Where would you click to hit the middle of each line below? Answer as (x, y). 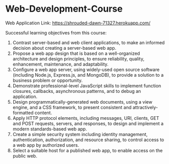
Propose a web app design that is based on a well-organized (76, 53)
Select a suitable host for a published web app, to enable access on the (88, 150)
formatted (23, 113)
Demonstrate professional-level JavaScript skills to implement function (87, 86)
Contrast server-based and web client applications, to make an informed (89, 42)
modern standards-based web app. (50, 129)
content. (44, 113)
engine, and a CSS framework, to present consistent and (72, 107)
